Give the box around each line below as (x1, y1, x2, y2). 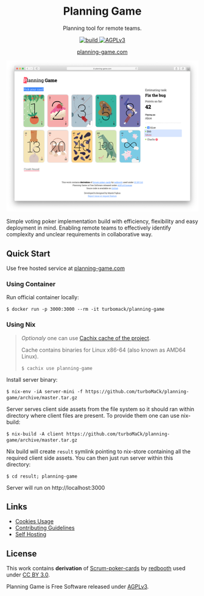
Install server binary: (6, 376, 58, 383)
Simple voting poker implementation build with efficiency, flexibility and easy (6, 218, 199, 225)
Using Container (6, 280, 56, 288)
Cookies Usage (15, 518, 54, 525)
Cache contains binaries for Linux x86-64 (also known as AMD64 (21, 346, 186, 354)
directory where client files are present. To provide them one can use (6, 412, 180, 419)
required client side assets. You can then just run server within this (6, 454, 174, 462)
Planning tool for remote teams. (63, 24, 142, 32)
